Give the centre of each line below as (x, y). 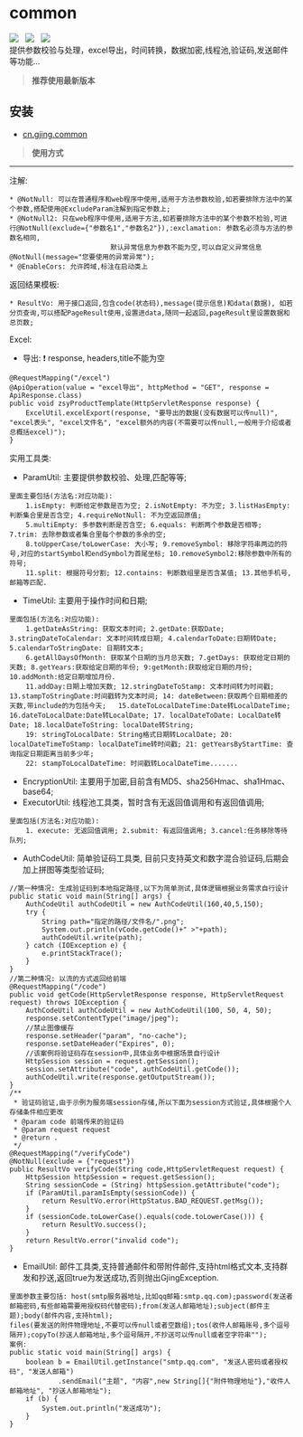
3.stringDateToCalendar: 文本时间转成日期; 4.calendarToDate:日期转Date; (143, 638)
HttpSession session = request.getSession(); (113, 1061)
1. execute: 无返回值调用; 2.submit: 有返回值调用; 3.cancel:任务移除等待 (157, 830)
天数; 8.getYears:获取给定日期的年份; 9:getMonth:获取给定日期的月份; (131, 667)
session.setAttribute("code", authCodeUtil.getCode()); (133, 1069)
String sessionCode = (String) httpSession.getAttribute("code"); (153, 1185)
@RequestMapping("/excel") (60, 378)
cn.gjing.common (55, 134)
